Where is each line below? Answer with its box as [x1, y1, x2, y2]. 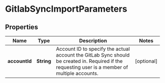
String [36, 58, 52, 64]
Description [79, 38, 107, 44]
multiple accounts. [55, 70, 99, 77]
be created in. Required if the [55, 58, 123, 64]
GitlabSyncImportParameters [5, 3, 128, 15]
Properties [5, 23, 38, 31]
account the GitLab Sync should [55, 52, 130, 58]
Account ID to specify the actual [55, 45, 130, 52]
